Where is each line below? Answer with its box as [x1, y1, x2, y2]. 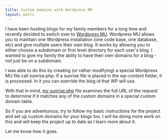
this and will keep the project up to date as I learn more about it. [5, 118, 136, 124]
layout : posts [5, 12, 35, 17]
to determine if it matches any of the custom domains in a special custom [5, 93, 156, 99]
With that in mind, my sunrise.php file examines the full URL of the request [5, 87, 158, 93]
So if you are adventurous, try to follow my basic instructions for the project [5, 108, 161, 114]
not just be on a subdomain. [5, 57, 62, 63]
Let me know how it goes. [5, 128, 58, 134]
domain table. [5, 98, 33, 104]
